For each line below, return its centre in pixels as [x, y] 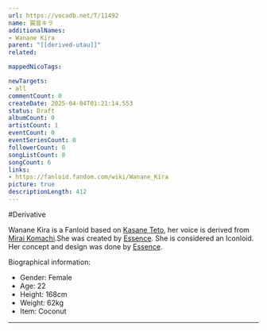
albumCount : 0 [32, 118]
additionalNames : [37, 30]
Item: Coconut [43, 311]
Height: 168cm [43, 294]
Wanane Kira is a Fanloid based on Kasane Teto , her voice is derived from [129, 229]
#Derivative [27, 214]
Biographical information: [50, 262]
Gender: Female [46, 277]
